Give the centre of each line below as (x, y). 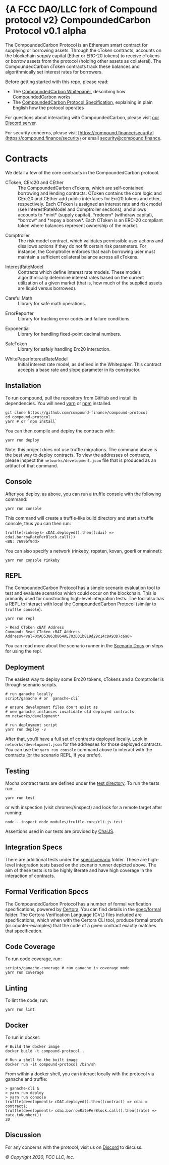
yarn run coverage (24, 973)
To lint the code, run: (27, 1000)
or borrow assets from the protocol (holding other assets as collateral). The (83, 61)
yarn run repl (20, 619)
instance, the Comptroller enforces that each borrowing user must (87, 251)
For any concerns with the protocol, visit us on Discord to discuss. (74, 1147)
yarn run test (20, 798)
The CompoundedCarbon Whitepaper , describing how (69, 91)
